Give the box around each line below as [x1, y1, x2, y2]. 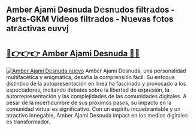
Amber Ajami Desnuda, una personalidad [85, 67, 187, 74]
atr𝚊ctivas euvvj [6, 23, 69, 34]
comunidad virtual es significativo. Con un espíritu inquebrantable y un [6, 105, 181, 113]
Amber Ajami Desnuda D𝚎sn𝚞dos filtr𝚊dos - [6, 5, 175, 15]
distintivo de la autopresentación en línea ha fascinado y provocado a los [6, 80, 187, 87]
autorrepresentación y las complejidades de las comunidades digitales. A [6, 93, 187, 99]
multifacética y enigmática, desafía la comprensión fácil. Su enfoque [6, 74, 175, 80]
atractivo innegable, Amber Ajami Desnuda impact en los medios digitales [6, 112, 188, 119]
